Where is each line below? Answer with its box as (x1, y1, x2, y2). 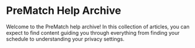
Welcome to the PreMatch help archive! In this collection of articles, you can (6, 23, 190, 30)
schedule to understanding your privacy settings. (6, 35, 125, 42)
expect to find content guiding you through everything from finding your (6, 29, 180, 36)
